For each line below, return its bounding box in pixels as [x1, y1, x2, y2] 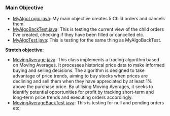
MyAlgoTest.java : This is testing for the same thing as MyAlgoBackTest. [12, 37, 161, 43]
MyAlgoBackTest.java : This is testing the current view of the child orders [12, 26, 164, 32]
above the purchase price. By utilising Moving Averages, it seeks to [12, 84, 153, 90]
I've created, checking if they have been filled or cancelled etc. [12, 32, 145, 38]
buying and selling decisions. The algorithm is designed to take [12, 67, 145, 73]
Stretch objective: [5, 47, 44, 53]
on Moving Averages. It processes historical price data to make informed [12, 62, 165, 68]
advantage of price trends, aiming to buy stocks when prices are [12, 73, 148, 79]
